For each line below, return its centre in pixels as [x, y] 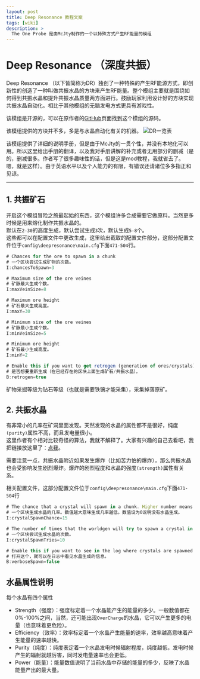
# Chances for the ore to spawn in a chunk [61, 256]
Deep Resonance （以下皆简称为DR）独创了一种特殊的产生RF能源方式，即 [97, 83]
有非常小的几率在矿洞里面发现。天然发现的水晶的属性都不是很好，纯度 [92, 426]
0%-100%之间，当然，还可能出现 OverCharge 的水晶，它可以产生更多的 [100, 618]
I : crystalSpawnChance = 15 [37, 518]
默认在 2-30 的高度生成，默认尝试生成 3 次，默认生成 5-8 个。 [77, 230]
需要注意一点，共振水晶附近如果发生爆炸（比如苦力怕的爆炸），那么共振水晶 [99, 460]
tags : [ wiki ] [22, 23]
